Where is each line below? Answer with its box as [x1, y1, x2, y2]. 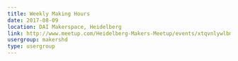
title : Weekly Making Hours [7, 10, 91, 18]
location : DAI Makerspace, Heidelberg [7, 23, 122, 30]
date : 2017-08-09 [7, 17, 59, 24]
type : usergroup [7, 43, 55, 50]
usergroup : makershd [7, 36, 69, 43]
